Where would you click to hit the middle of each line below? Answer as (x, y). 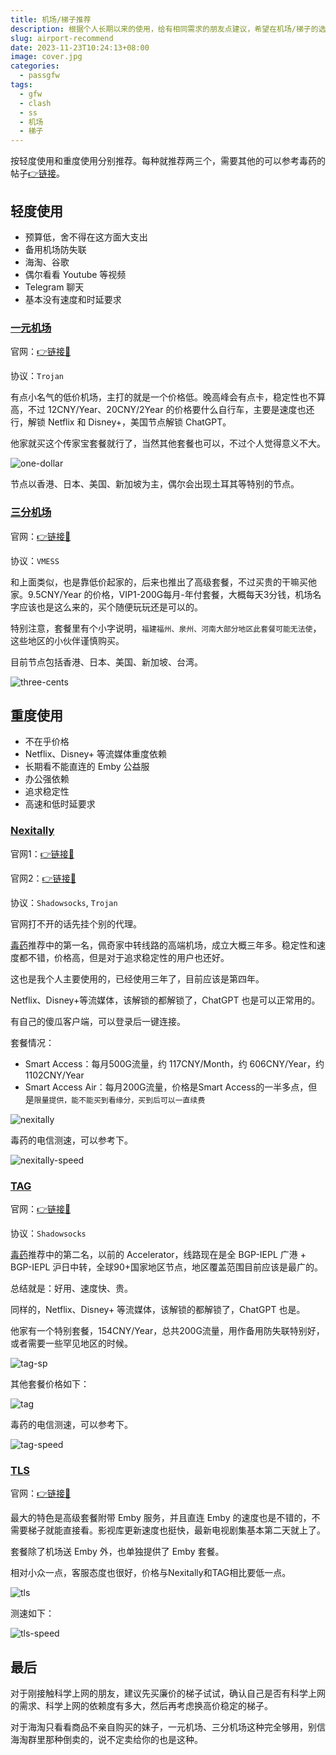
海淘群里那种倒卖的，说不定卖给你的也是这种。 (106, 1740)
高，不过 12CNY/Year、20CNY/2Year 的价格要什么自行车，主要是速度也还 (162, 410)
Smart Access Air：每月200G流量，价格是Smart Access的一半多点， (166, 1087)
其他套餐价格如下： (50, 1383)
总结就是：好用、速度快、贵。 (71, 1288)
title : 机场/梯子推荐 (51, 19)
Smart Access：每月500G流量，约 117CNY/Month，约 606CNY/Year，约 (174, 1063)
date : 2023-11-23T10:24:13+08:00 (80, 47)
